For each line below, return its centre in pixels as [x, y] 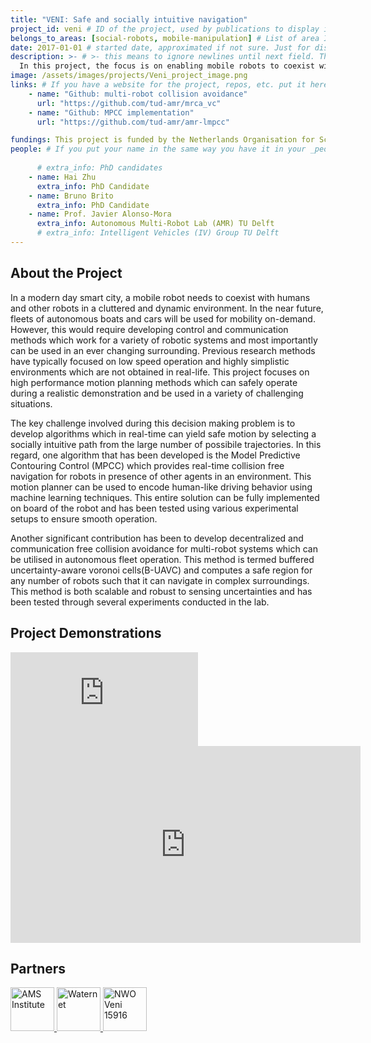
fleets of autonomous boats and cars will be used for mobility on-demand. [163, 318]
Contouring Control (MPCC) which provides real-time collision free [147, 465]
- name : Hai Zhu [62, 177]
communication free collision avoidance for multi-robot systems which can [164, 548]
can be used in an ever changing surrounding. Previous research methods [163, 350]
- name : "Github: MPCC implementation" [111, 112]
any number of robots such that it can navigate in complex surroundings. [160, 580]
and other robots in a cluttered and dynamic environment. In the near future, [167, 308]
